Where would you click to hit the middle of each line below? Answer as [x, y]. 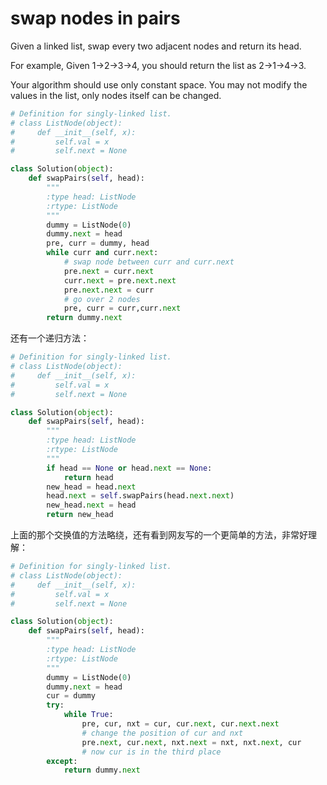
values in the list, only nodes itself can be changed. [116, 95]
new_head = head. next [91, 487]
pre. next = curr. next [109, 271]
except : [62, 761]
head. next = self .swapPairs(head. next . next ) [140, 496]
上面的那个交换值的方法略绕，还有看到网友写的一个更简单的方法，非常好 [159, 535]
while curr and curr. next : [102, 253]
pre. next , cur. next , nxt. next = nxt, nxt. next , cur [191, 742]
